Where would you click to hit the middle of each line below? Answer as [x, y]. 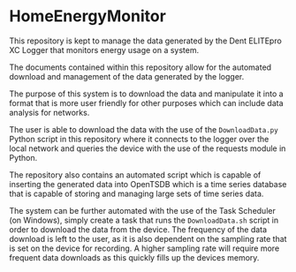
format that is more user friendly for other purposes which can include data [147, 102]
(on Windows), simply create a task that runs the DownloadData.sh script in [144, 220]
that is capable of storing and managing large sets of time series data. [137, 193]
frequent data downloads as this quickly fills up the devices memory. [134, 257]
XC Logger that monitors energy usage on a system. [104, 49]
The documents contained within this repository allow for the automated [140, 67]
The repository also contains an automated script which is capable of [135, 175]
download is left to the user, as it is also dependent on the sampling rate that [148, 238]
